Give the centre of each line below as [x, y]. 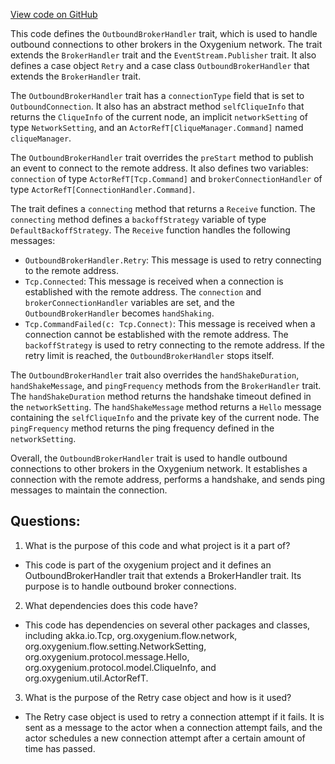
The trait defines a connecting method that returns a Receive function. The [163, 208]
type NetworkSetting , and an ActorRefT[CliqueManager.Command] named [157, 127]
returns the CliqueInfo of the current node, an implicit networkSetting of [159, 117]
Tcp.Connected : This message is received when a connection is [154, 281]
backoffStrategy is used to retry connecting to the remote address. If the [174, 345]
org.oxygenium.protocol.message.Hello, [107, 656]
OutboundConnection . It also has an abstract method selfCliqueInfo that [157, 106]
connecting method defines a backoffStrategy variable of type [138, 219]
